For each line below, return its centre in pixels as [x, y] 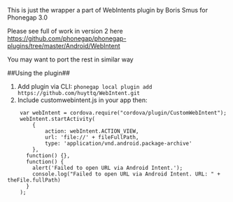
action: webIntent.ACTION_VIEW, [92, 131]
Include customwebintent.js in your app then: [83, 100]
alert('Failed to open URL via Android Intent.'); [108, 168]
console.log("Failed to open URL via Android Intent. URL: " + [126, 174]
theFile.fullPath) [34, 180]
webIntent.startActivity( [58, 119]
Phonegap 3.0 [27, 17]
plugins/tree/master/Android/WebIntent [64, 46]
